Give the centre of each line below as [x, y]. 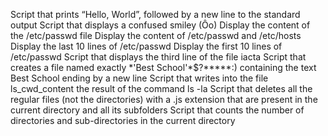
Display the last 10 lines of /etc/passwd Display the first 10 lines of [146, 46]
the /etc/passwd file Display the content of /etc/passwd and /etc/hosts [156, 35]
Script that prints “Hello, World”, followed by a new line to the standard [155, 14]
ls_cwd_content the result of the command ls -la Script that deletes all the [161, 88]
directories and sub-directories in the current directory [123, 120]
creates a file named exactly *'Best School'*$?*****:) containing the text [163, 67]
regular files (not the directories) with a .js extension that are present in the [164, 99]
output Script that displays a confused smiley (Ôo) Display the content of [160, 25]
